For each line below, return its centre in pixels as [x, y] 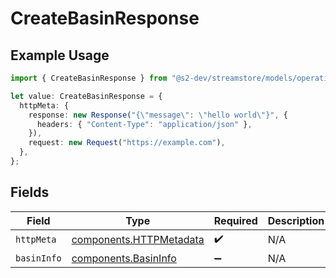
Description [296, 220]
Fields [30, 192]
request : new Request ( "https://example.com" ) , [127, 143]
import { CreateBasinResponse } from [89, 78]
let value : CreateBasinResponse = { [86, 96]
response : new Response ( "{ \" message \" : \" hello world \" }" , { [158, 115]
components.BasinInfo [124, 258]
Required [235, 220]
